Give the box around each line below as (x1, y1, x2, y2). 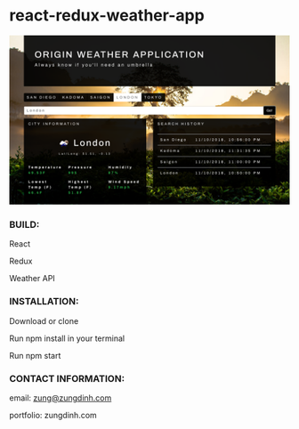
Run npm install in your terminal (9, 333, 125, 344)
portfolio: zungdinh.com (9, 410, 98, 420)
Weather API (9, 273, 55, 284)
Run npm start (9, 350, 61, 360)
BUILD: (9, 219, 40, 231)
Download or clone (9, 315, 79, 326)
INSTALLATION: (9, 295, 79, 308)
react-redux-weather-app (9, 5, 205, 26)
